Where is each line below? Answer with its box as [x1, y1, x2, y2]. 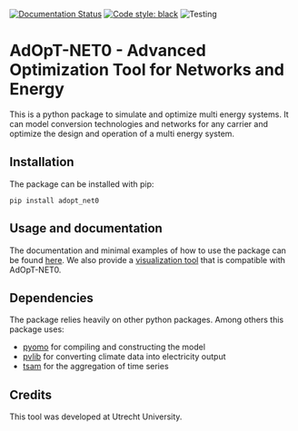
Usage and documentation [9, 220, 164, 236]
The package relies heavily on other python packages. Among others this [9, 314, 284, 326]
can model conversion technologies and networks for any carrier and [9, 118, 269, 129]
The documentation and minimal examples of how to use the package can [9, 245, 286, 256]
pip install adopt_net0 [9, 196, 100, 205]
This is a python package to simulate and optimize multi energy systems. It [9, 109, 289, 120]
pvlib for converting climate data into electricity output [22, 351, 226, 362]
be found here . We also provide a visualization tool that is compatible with [9, 254, 286, 265]
